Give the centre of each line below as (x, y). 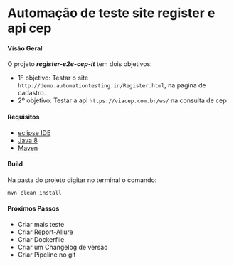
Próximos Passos (33, 208)
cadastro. (32, 93)
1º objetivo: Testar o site (53, 78)
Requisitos (23, 117)
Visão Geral (25, 48)
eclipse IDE (34, 132)
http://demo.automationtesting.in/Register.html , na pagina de (112, 85)
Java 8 (27, 140)
